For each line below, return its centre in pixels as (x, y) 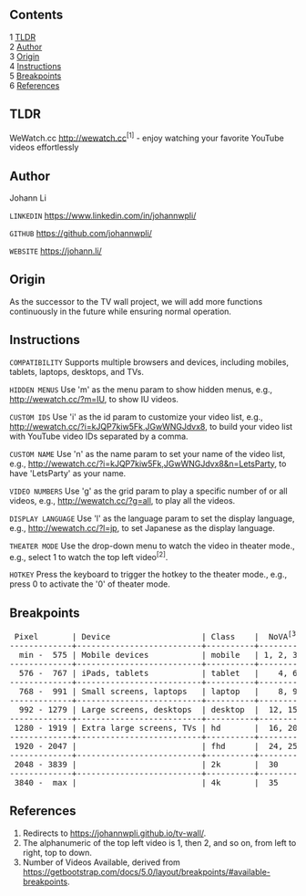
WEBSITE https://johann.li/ (56, 251)
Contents (36, 15)
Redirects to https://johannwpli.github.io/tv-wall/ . (114, 833)
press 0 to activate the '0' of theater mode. (90, 584)
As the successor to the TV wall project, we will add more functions (136, 301)
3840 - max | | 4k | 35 (147, 782)
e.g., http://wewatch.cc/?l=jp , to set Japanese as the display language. (143, 527)
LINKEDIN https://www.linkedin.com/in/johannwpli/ (103, 216)
